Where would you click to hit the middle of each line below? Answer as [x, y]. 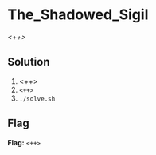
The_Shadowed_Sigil [78, 15]
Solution [29, 62]
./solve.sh [37, 99]
